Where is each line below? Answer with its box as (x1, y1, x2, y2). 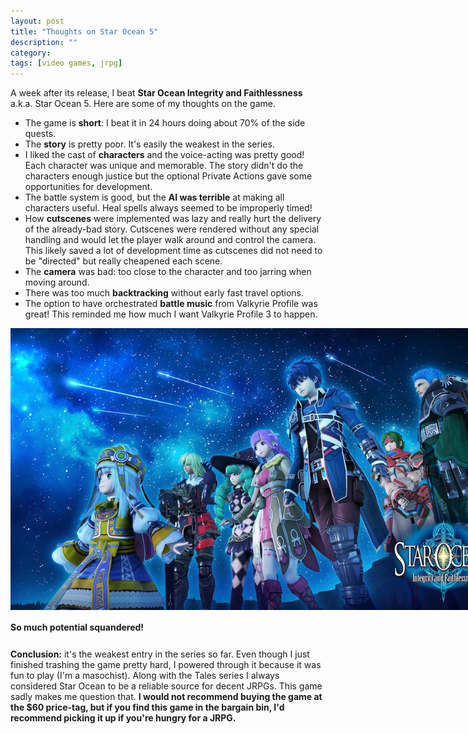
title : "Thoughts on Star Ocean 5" (10, 26, 159, 37)
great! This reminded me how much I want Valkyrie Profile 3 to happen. (24, 308, 318, 320)
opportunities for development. (24, 181, 153, 193)
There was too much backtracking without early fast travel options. (24, 287, 305, 299)
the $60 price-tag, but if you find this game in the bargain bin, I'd (10, 701, 285, 713)
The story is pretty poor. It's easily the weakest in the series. (24, 138, 275, 150)
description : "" (10, 37, 78, 47)
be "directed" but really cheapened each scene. (24, 255, 223, 267)
